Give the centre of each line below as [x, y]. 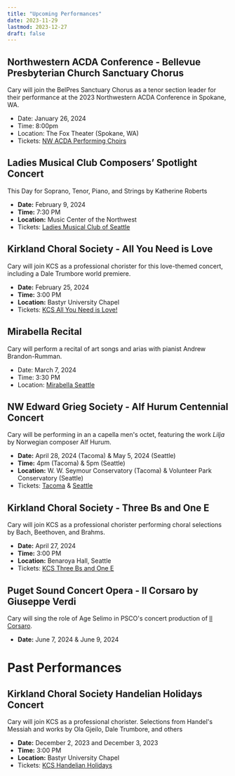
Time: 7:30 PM [39, 212]
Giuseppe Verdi [42, 601]
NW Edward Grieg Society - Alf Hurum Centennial [118, 406]
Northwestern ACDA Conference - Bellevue [104, 62]
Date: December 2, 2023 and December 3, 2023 [88, 742]
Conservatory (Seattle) [51, 478]
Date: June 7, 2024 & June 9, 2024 [68, 639]
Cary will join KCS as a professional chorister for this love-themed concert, [115, 266]
